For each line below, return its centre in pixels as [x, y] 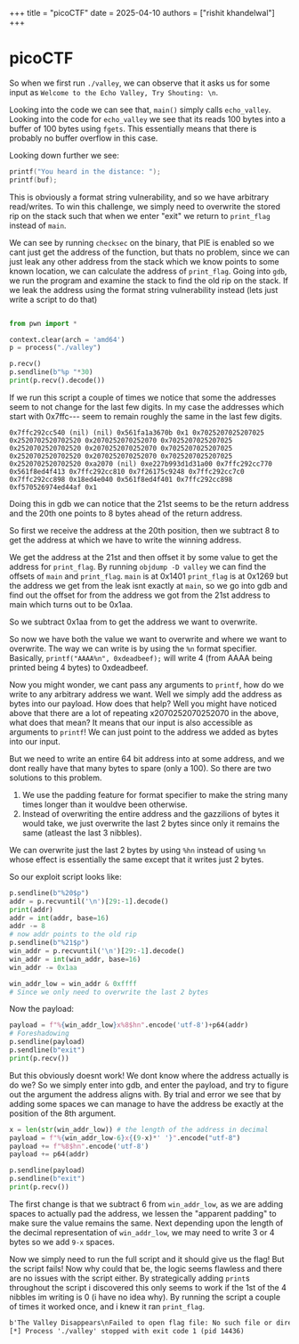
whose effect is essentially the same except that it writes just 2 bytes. [137, 859]
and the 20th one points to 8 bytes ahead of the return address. [126, 513]
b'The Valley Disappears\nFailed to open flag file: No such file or [141, 1323]
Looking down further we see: [65, 155]
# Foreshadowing [39, 1034]
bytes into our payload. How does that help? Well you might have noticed [143, 704]
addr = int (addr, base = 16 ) [59, 918]
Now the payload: [41, 1009]
